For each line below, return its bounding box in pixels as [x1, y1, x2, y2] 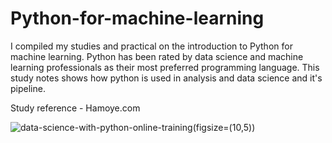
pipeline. [10, 82, 46, 94]
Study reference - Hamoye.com [10, 102, 141, 114]
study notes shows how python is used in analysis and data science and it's [10, 72, 323, 84]
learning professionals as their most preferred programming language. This [10, 61, 320, 73]
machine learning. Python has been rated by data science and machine [10, 50, 304, 62]
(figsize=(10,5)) [192, 121, 256, 133]
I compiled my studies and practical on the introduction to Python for [10, 40, 293, 52]
